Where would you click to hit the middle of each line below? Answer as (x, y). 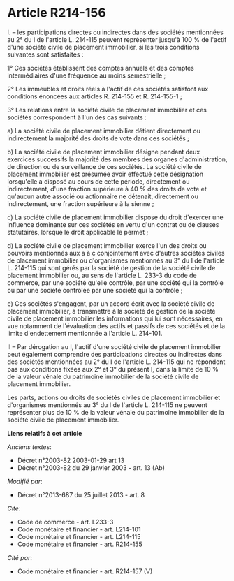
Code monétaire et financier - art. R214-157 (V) (85, 571)
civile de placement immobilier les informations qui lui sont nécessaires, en (115, 318)
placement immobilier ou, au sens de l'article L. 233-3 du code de (102, 275)
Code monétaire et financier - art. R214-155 (80, 544)
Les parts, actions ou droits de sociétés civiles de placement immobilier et (114, 397)
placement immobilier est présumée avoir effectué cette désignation (105, 174)
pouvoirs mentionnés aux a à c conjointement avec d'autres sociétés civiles (116, 253)
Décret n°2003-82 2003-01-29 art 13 (71, 460)
